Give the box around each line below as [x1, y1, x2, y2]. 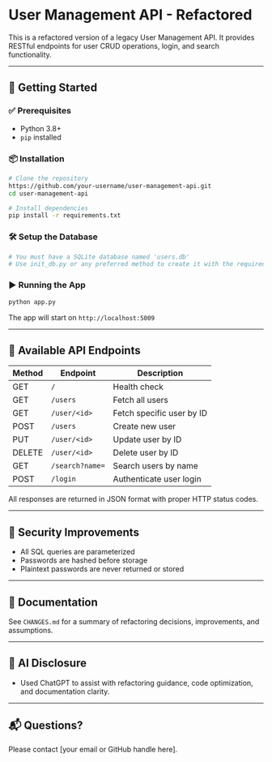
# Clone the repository [8, 174, 89, 182]
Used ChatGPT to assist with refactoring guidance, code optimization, [19, 678, 253, 687]
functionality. [8, 49, 53, 59]
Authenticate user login [113, 473, 202, 485]
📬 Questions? [8, 719, 83, 733]
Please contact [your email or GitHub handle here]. [8, 744, 178, 754]
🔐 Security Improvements [8, 525, 140, 539]
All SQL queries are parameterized [19, 547, 135, 557]
